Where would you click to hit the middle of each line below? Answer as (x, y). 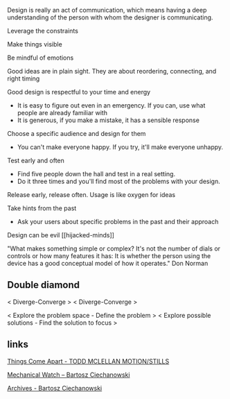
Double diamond (44, 285)
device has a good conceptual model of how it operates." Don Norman (108, 263)
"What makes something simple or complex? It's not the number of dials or (114, 248)
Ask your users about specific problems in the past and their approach (118, 222)
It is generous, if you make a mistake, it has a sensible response (108, 120)
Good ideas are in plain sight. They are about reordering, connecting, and (112, 71)
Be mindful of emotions (41, 58)
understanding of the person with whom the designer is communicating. (110, 17)
